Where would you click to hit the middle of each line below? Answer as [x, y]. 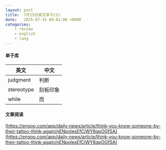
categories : [18, 24]
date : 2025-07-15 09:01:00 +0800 [43, 19]
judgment [19, 80]
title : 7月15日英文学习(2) [33, 15]
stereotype [21, 90]
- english [25, 34]
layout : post [19, 10]
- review [24, 29]
